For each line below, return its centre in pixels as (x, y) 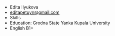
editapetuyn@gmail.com (35, 12)
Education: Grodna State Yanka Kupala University (60, 23)
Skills (15, 18)
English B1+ (21, 28)
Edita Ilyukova (24, 7)
